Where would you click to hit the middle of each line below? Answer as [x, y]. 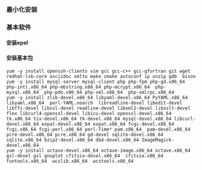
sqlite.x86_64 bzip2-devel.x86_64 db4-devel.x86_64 [73, 140]
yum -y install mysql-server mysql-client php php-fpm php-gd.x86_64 [96, 82]
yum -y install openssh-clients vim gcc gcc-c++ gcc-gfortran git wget [98, 71]
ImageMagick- [158, 140]
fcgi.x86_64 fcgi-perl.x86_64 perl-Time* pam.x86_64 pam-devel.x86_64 [98, 129]
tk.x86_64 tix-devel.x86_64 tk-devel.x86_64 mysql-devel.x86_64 [89, 119]
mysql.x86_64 [23, 92]
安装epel [17, 43]
